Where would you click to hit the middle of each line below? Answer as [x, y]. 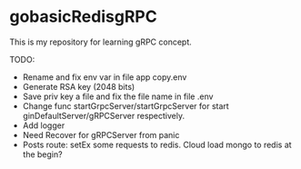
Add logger [44, 125]
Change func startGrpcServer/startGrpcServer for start [125, 105]
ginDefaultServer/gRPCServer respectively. [103, 115]
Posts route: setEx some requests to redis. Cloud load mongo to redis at [157, 144]
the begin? [42, 154]
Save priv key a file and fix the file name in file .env [118, 96]
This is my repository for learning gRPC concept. [101, 42]
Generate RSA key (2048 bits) [79, 86]
